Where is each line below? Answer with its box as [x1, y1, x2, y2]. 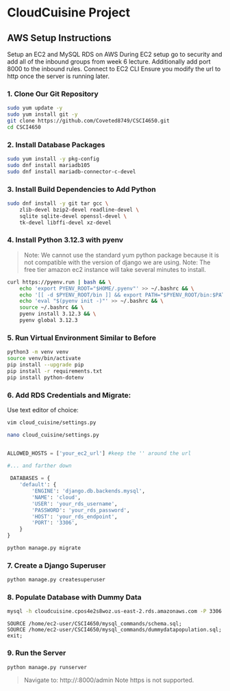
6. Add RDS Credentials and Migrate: [7, 390, 131, 400]
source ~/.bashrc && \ [19, 304, 84, 311]
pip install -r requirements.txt [7, 368, 103, 375]
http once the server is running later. [7, 72, 110, 80]
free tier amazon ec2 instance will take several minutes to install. [23, 265, 207, 273]
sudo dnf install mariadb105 [7, 162, 90, 168]
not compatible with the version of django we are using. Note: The [23, 258, 211, 266]
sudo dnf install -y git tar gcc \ [7, 200, 109, 207]
